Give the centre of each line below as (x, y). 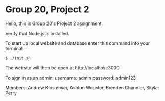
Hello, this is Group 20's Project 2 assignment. (54, 23)
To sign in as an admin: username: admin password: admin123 (71, 78)
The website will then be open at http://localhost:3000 (62, 68)
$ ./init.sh (18, 58)
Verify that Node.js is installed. (38, 33)
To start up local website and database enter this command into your (78, 43)
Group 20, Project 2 (47, 9)
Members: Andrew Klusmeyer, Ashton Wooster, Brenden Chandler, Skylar (82, 87)
